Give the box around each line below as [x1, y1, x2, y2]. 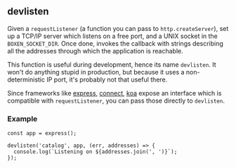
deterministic [7, 75, 46, 84]
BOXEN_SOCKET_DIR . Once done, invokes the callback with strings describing [7, 39, 223, 48]
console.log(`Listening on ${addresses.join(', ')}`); [13, 148, 178, 155]
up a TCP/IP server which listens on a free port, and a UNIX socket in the [7, 32, 218, 40]
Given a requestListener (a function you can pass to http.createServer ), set [7, 24, 229, 32]
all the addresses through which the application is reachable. [7, 46, 184, 55]
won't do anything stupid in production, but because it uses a [7, 67, 185, 76]
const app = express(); [7, 130, 77, 137]
